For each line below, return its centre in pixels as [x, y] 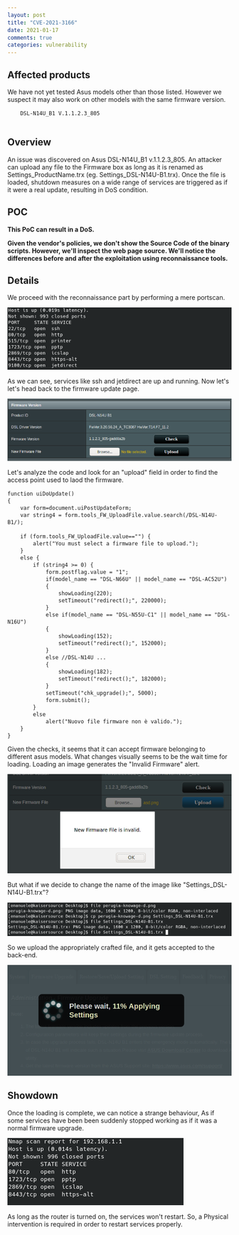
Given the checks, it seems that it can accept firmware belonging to [107, 749]
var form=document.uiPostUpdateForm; [76, 508]
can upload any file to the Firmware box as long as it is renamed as [106, 167]
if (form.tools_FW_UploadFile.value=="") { [86, 536]
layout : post [27, 15]
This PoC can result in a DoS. [51, 229]
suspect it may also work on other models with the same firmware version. [117, 99]
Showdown [33, 1096]
